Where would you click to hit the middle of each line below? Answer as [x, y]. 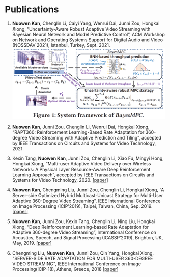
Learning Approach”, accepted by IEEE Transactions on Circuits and [83, 175]
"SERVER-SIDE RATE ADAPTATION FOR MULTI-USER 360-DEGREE [82, 258]
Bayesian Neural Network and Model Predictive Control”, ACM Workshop [88, 34]
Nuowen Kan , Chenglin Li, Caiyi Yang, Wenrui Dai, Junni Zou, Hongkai [86, 23]
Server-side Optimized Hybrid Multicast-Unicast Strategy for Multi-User [88, 195]
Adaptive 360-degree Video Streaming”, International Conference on [84, 232]
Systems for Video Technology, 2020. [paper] [60, 180]
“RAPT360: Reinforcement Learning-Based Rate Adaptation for [78, 132]
